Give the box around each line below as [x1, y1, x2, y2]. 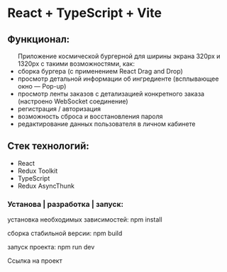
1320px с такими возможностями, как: [17, 59, 135, 68]
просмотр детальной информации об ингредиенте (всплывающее [17, 74, 219, 83]
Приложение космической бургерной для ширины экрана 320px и [17, 52, 221, 60]
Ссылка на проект [7, 256, 62, 265]
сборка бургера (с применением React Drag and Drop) [17, 67, 183, 75]
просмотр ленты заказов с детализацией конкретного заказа [17, 90, 204, 98]
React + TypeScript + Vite [7, 5, 162, 21]
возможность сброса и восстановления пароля [17, 112, 163, 120]
